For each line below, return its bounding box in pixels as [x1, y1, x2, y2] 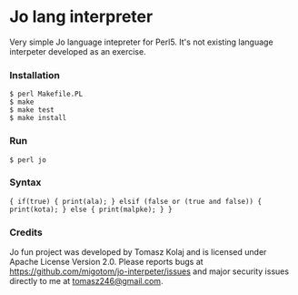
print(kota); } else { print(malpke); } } [9, 205, 173, 214]
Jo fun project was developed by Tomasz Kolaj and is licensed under [9, 247, 267, 258]
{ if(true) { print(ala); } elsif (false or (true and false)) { [9, 197, 262, 206]
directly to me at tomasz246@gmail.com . [9, 276, 164, 287]
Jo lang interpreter [9, 6, 154, 27]
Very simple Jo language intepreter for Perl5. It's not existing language [9, 36, 274, 47]
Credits [9, 226, 43, 239]
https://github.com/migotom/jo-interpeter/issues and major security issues [9, 266, 289, 277]
